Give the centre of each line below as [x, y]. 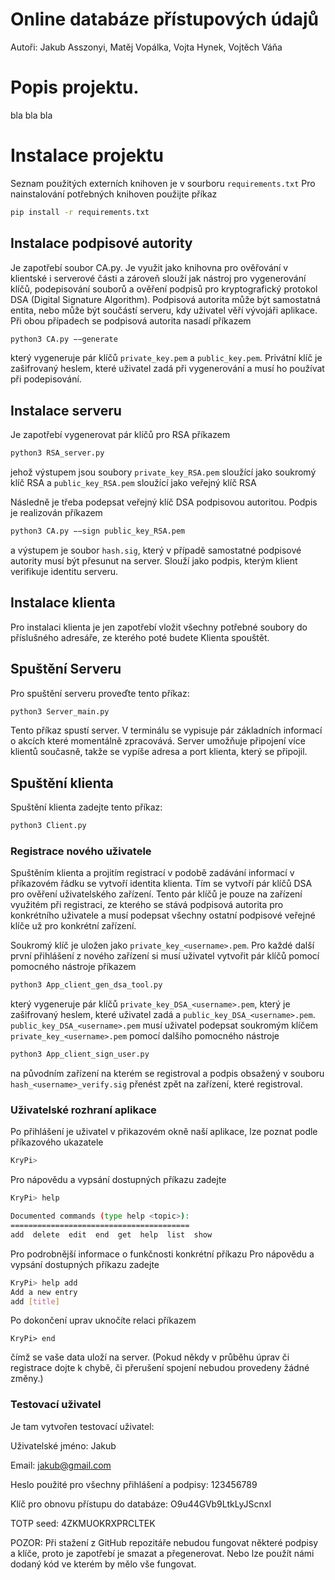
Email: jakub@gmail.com [61, 1465]
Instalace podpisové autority [101, 243]
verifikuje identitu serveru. [64, 571]
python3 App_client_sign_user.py [80, 1054]
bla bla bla [31, 115]
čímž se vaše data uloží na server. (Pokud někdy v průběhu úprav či [150, 1357]
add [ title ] [35, 1301]
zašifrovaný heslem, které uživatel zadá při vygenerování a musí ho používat [167, 369]
